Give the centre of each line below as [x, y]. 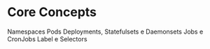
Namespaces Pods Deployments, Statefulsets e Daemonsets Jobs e [105, 31]
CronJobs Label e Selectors [47, 38]
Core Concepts [52, 12]
